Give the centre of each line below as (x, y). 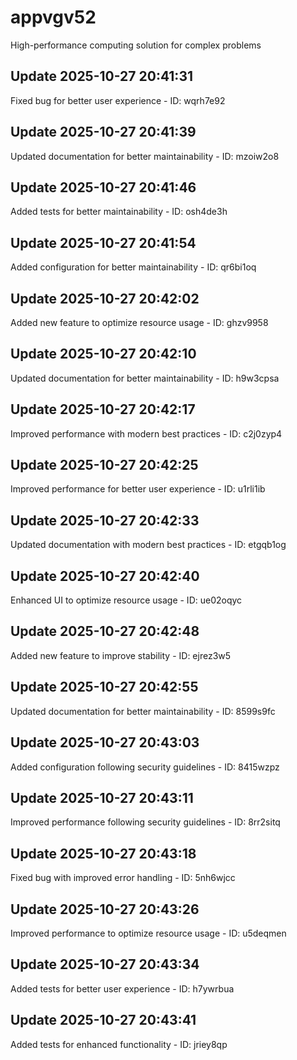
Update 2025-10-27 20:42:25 (104, 465)
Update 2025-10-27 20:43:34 (105, 964)
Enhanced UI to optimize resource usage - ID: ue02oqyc (126, 600)
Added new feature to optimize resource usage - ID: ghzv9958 (139, 322)
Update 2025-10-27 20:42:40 (105, 576)
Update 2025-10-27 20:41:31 (101, 76)
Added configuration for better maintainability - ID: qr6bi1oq (133, 267)
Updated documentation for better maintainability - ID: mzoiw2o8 (145, 156)
